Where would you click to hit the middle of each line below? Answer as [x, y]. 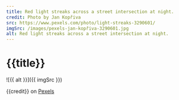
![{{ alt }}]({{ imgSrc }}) [34, 80]
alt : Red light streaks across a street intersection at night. [87, 34]
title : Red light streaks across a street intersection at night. [90, 12]
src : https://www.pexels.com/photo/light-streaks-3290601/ [81, 23]
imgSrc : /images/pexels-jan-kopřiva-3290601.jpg [67, 28]
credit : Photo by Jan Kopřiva [44, 17]
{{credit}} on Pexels [30, 91]
